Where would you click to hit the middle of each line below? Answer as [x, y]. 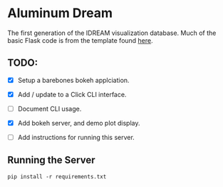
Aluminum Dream [60, 13]
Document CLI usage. [50, 108]
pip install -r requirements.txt [57, 176]
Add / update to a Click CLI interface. [72, 94]
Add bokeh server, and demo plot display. [79, 123]
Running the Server [51, 160]
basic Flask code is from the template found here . [80, 40]
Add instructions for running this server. [76, 137]
